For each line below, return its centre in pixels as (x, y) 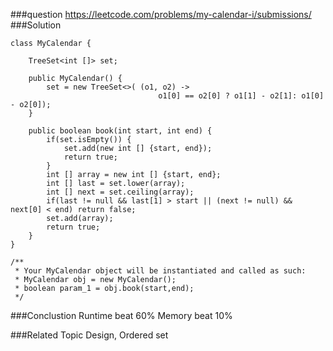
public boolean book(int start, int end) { (120, 131)
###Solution (36, 25)
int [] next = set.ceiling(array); (120, 192)
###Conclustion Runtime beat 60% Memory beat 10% (121, 315)
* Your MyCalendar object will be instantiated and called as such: (160, 271)
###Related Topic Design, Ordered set (89, 335)
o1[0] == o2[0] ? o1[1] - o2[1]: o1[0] (241, 96)
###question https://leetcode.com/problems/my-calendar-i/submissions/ (161, 14)
